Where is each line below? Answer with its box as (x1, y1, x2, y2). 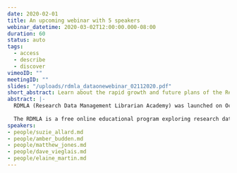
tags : (7, 43, 23, 50)
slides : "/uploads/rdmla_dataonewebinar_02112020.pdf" (7, 83, 172, 90)
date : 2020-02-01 (7, 10, 59, 18)
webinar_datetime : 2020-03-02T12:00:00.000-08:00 (7, 23, 157, 30)
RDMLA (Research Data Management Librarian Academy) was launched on (13, 102, 222, 109)
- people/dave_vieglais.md (7, 148, 87, 155)
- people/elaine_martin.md (7, 155, 87, 162)
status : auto (7, 37, 46, 44)
